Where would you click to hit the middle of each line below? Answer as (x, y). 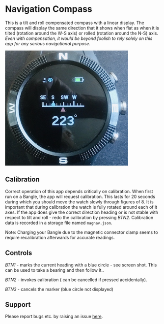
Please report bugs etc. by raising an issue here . (54, 317)
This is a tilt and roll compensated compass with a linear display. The (75, 23)
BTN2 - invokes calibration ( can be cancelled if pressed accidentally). (76, 280)
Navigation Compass (49, 9)
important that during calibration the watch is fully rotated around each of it (81, 207)
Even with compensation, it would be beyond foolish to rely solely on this (79, 38)
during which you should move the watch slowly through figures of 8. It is (79, 202)
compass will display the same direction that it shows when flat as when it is (82, 28)
